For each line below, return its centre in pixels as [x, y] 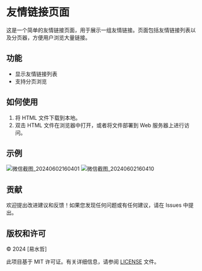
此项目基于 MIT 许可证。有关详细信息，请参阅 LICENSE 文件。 [83, 262]
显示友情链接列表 [36, 74]
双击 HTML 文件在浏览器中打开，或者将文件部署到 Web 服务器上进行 [99, 125]
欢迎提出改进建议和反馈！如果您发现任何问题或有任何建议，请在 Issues [94, 205]
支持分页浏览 [31, 81]
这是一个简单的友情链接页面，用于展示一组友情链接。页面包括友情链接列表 [98, 30]
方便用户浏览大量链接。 [61, 37]
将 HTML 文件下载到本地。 [48, 118]
